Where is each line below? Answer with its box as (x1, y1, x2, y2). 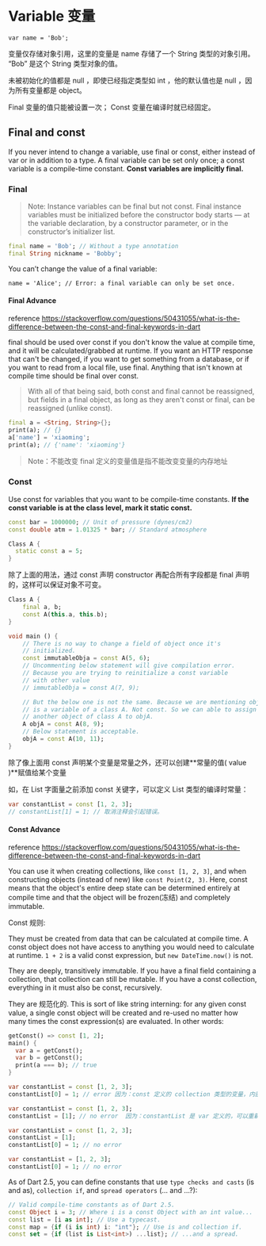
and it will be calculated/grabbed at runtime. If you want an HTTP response (8, 346, 253, 355)
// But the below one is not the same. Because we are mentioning (22, 698, 246, 706)
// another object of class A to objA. (22, 713, 154, 721)
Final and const (8, 126, 85, 140)
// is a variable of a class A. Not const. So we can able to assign (22, 705, 257, 714)
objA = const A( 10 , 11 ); (22, 735, 104, 743)
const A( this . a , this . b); (22, 610, 108, 619)
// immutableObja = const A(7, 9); (22, 684, 140, 692)
